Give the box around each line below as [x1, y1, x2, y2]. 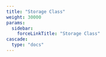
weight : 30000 [6, 14, 42, 20]
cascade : [6, 36, 28, 42]
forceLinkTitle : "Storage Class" [17, 31, 101, 37]
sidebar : [11, 25, 34, 31]
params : [6, 20, 26, 26]
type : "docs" [11, 42, 44, 48]
